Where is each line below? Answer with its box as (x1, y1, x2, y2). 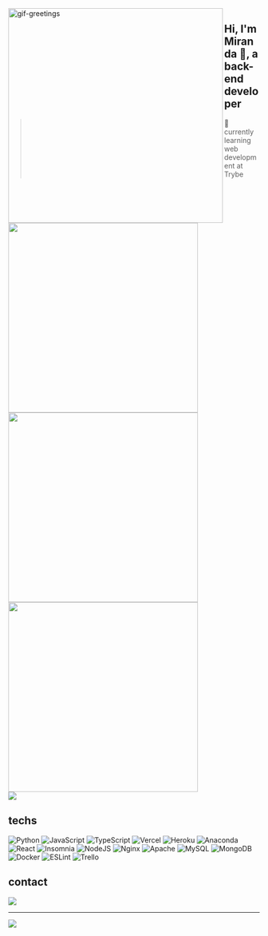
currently (224, 127, 254, 137)
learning (224, 135, 251, 145)
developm (224, 152, 257, 162)
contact (8, 875, 48, 889)
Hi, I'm (224, 22, 257, 36)
